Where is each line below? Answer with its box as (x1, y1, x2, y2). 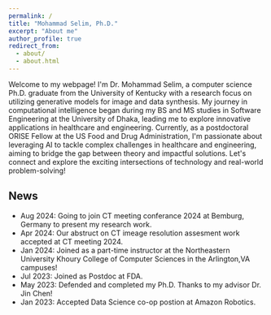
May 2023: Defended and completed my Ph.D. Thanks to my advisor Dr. (20, 279, 262, 289)
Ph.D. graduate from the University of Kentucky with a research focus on (8, 88, 252, 97)
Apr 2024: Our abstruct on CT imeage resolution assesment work (20, 228, 240, 238)
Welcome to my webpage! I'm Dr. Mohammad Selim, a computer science (8, 79, 252, 89)
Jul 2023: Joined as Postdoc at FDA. (20, 271, 143, 281)
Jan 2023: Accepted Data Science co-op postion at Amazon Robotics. (20, 297, 256, 307)
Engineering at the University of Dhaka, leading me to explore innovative (8, 114, 251, 123)
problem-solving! (8, 166, 67, 175)
